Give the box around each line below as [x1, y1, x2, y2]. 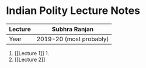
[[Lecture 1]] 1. [14, 49, 50, 56]
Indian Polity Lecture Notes [6, 4, 141, 17]
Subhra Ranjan [51, 25, 94, 33]
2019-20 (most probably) [36, 35, 109, 43]
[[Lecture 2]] [14, 56, 46, 63]
